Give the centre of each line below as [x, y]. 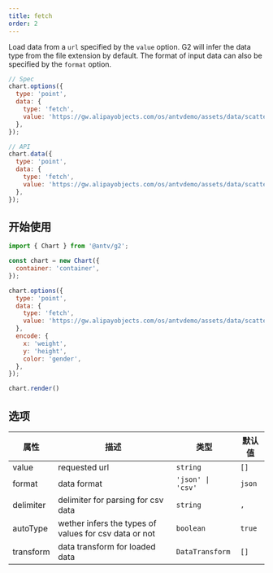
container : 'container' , [58, 269]
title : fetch [30, 16]
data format [80, 483]
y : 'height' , [45, 351]
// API [19, 147]
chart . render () [34, 389]
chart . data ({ [30, 154]
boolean [191, 529]
